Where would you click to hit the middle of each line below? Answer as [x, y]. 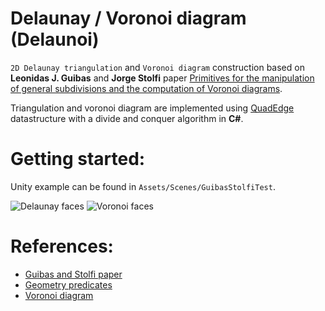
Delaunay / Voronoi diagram [128, 18]
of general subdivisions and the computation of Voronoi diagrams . [146, 88]
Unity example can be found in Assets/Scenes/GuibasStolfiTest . [143, 186]
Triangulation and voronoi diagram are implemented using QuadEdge [152, 108]
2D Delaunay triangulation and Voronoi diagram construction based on [157, 67]
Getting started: [78, 159]
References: [62, 246]
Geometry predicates [68, 284]
